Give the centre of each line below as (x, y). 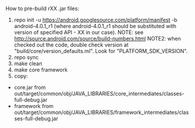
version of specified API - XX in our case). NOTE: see (79, 32)
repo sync (26, 57)
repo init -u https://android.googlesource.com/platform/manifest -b (95, 20)
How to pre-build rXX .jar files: (42, 9)
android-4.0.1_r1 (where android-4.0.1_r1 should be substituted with (95, 26)
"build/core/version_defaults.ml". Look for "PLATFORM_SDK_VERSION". (101, 51)
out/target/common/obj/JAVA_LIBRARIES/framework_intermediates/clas (101, 112)
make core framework (41, 70)
